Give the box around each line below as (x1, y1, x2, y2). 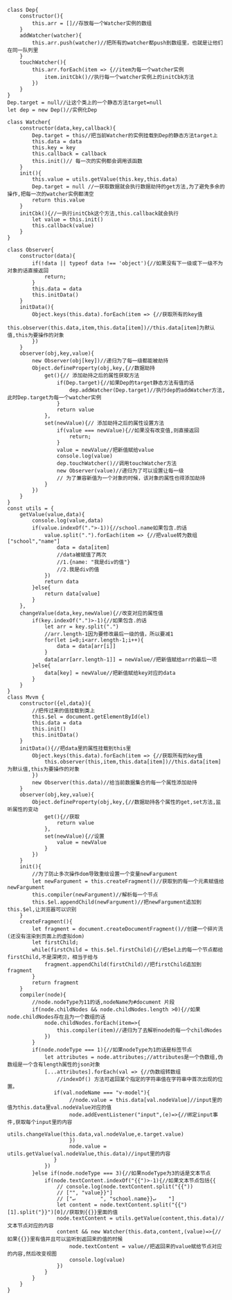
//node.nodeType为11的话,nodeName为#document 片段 (32, 999, 175, 1005)
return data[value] (44, 590, 100, 597)
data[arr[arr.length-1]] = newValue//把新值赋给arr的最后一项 (44, 656, 217, 663)
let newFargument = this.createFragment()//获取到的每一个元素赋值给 (32, 878, 224, 885)
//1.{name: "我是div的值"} (56, 559, 130, 565)
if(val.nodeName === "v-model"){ (53, 1089, 150, 1096)
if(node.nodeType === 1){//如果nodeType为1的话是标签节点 (32, 1046, 193, 1053)
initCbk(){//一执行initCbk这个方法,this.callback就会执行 (19, 210, 179, 217)
